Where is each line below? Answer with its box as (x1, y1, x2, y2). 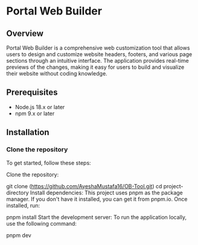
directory (6, 189, 29, 196)
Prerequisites (6, 87, 58, 98)
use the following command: (6, 220, 77, 227)
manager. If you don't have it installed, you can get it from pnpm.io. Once (6, 195, 188, 203)
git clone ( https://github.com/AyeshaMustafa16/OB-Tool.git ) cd (6, 182, 162, 189)
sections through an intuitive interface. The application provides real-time (6, 57, 189, 64)
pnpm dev (6, 231, 31, 239)
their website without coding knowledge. (6, 70, 107, 77)
